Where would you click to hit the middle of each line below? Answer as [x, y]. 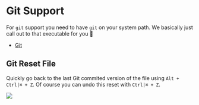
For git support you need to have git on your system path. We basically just [99, 27]
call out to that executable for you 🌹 [50, 33]
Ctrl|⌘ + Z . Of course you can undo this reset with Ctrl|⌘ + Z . [83, 84]
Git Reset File [31, 64]
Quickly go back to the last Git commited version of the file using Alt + [93, 78]
